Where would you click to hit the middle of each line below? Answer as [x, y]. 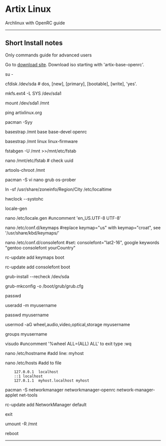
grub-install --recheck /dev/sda [37, 276]
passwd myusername [27, 315]
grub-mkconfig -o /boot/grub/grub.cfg [44, 286]
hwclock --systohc [24, 198]
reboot [12, 433]
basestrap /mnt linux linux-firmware [41, 141]
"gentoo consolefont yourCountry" [40, 248]
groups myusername [26, 334]
